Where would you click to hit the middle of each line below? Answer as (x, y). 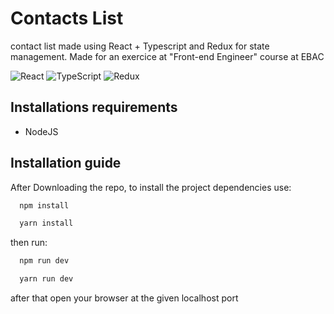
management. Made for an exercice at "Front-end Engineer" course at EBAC (167, 56)
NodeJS (41, 131)
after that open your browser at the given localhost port (124, 298)
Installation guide (66, 163)
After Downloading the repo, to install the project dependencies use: (151, 187)
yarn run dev (46, 279)
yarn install (46, 223)
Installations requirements (94, 107)
